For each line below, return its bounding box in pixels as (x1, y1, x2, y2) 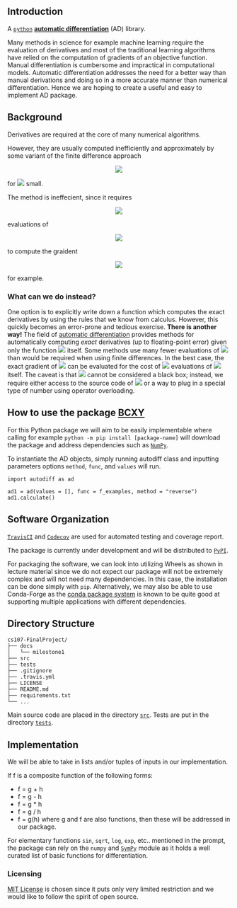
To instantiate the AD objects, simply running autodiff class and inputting (7, 454, 219, 463)
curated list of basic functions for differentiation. (7, 851, 149, 860)
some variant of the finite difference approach (7, 151, 141, 160)
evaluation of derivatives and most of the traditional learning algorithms (7, 45, 216, 54)
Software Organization (7, 513, 110, 526)
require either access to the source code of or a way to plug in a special (7, 379, 226, 387)
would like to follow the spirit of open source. (7, 892, 139, 901)
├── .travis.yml (7, 674, 55, 681)
